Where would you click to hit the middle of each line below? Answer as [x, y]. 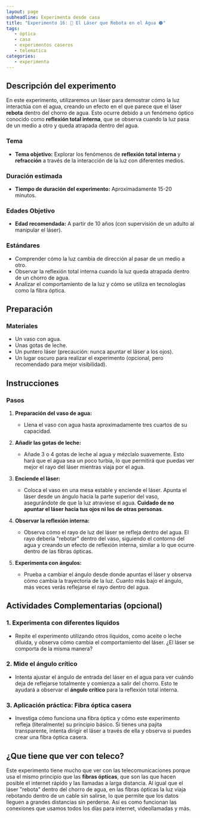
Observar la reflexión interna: [52, 521]
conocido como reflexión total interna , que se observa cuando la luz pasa [98, 119]
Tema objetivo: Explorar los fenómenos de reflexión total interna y [98, 154]
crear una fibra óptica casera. [51, 737]
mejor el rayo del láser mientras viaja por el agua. [84, 467]
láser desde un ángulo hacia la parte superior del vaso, [91, 496]
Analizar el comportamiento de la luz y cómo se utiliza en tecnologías [100, 284]
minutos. [26, 195]
